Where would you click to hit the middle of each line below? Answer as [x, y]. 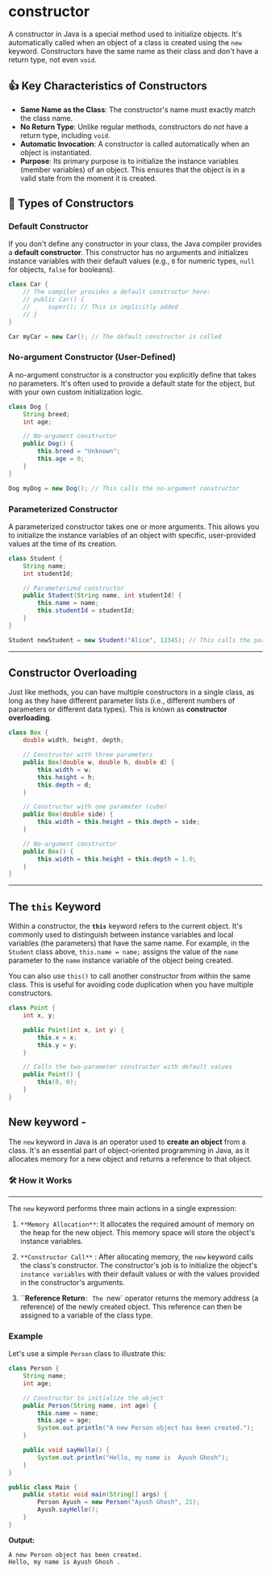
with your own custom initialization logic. [76, 392]
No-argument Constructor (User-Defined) [92, 357]
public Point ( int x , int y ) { [74, 1030]
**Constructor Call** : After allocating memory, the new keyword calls [137, 1256]
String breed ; [46, 414]
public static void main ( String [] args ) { [95, 1495]
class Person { [34, 1369]
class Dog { [28, 407]
